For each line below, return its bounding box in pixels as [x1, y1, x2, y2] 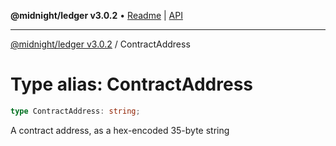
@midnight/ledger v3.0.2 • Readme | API [10, 10, 183, 21]
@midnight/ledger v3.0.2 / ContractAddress [10, 38, 191, 50]
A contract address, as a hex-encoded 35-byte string [10, 124, 230, 136]
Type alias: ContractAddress [10, 73, 254, 96]
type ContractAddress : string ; [10, 106, 141, 116]
